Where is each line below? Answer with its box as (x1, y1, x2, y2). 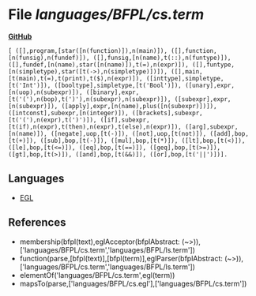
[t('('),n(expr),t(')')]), (8, 116, 97, 124)
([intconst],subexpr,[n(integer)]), (8, 109, 129, 117)
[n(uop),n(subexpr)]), (8, 88, 83, 96)
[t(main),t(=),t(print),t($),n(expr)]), (8, 74, 144, 82)
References (8, 215, 66, 230)
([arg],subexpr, (184, 122, 239, 131)
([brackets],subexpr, (131, 109, 203, 117)
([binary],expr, (85, 88, 140, 96)
